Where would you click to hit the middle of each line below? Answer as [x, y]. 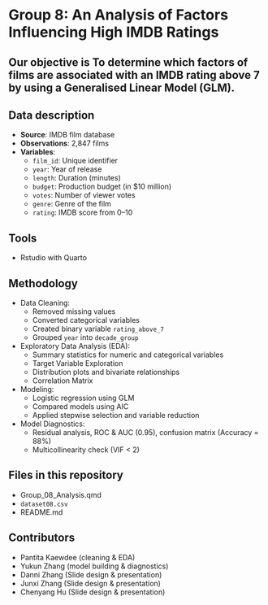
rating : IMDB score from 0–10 [82, 212]
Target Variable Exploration [78, 363]
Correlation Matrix [63, 381]
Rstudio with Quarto [54, 258]
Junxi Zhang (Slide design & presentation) [90, 583]
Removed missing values [74, 311]
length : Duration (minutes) [77, 178]
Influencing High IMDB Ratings [114, 32]
